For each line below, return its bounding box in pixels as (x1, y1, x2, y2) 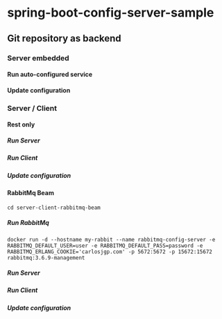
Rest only (7, 120, 35, 129)
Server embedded (7, 53, 69, 63)
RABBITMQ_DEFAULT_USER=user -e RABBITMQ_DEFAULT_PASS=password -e (7, 242, 203, 249)
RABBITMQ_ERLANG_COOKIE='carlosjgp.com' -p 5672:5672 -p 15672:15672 (7, 248, 213, 255)
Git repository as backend (7, 33, 121, 44)
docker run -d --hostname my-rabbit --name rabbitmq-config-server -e (7, 236, 216, 243)
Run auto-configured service (7, 71, 93, 79)
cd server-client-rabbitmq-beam (7, 204, 101, 211)
